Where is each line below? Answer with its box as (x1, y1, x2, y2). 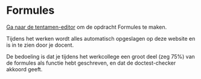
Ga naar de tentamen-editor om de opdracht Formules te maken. (6, 23, 167, 31)
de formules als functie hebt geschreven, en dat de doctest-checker (6, 59, 176, 66)
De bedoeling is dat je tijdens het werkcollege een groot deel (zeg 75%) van (6, 53, 195, 60)
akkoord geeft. (6, 65, 43, 72)
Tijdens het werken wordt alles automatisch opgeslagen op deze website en (6, 35, 196, 42)
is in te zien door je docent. (6, 41, 74, 48)
